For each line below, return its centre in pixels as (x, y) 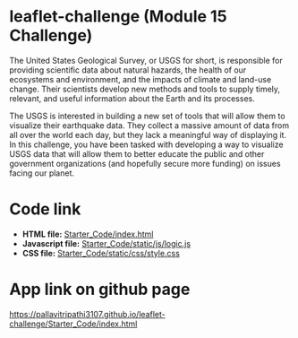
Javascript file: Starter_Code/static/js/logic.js (106, 243)
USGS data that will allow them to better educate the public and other (137, 153)
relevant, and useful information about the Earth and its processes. (132, 98)
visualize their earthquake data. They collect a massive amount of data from (149, 125)
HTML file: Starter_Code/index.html (88, 234)
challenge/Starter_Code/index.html (73, 324)
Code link (45, 209)
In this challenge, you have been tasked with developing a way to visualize (146, 144)
